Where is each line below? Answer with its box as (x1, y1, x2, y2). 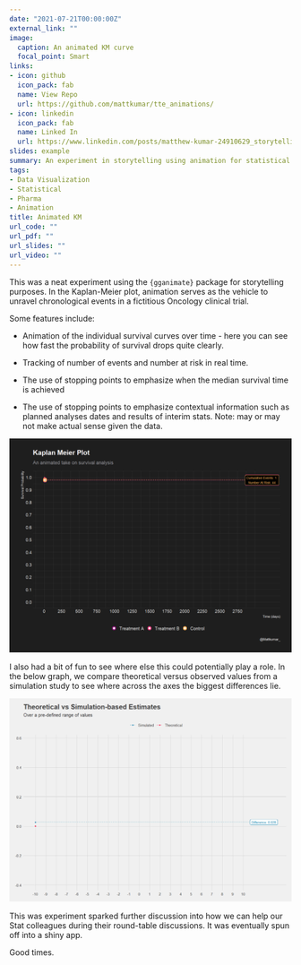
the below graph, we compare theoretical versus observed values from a (9, 671, 278, 682)
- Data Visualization (9, 175, 90, 184)
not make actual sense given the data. (21, 420, 163, 431)
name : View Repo (17, 90, 78, 99)
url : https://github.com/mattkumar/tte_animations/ (17, 99, 215, 108)
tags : (9, 166, 30, 175)
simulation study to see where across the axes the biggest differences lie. (9, 681, 281, 692)
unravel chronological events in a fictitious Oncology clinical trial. (9, 296, 249, 306)
